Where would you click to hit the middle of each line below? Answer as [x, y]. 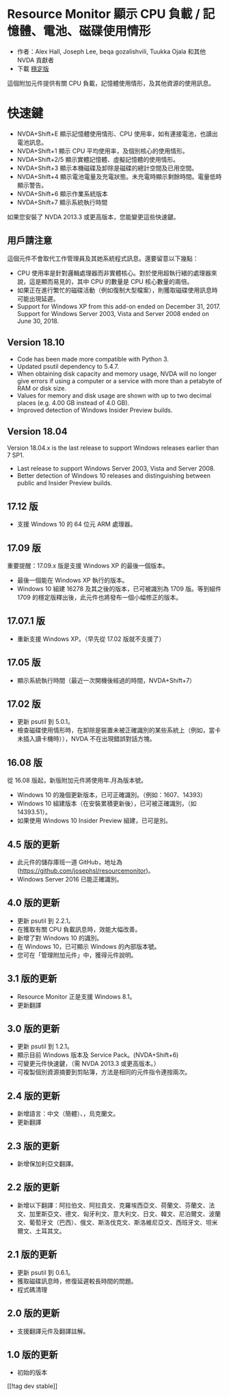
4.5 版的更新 [33, 844]
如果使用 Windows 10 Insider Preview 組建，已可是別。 [94, 821]
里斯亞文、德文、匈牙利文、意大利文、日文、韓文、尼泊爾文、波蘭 [128, 1213]
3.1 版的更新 [32, 979]
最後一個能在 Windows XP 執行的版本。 [72, 580]
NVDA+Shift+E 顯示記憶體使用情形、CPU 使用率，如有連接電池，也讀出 [117, 134]
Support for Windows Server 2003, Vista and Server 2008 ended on [113, 313]
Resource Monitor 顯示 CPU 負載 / [104, 14]
